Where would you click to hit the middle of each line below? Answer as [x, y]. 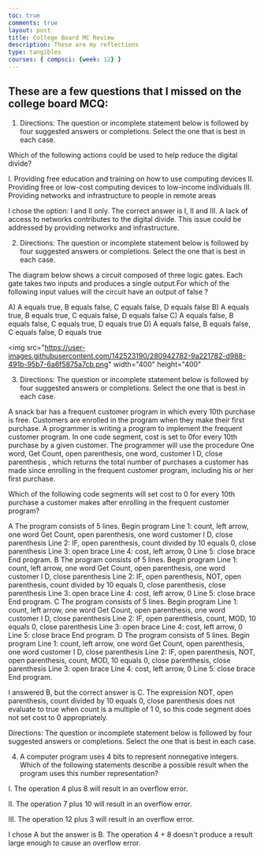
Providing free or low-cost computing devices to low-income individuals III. [130, 187]
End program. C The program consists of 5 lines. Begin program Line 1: [123, 602]
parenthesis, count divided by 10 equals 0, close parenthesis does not [121, 700]
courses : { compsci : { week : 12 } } [65, 60]
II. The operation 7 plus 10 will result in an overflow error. [100, 804]
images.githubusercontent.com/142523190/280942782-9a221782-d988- [127, 355]
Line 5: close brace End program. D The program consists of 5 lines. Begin [129, 635]
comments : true [33, 23]
